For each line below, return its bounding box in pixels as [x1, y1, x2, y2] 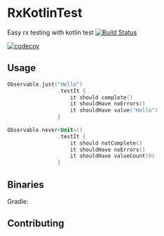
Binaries [7, 178, 44, 190]
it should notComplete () [69, 139, 142, 147]
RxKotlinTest [7, 5, 83, 21]
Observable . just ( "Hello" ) [7, 81, 83, 88]
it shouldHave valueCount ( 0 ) [69, 152, 156, 159]
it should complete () [69, 93, 133, 101]
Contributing [7, 218, 64, 230]
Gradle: [7, 197, 29, 205]
